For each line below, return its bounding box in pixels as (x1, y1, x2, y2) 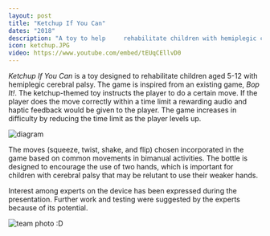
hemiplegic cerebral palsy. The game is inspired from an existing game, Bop (8, 79, 260, 89)
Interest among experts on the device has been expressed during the (8, 186, 237, 195)
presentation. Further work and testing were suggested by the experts (8, 194, 241, 204)
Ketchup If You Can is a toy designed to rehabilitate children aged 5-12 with (8, 71, 259, 80)
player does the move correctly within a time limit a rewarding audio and (8, 97, 247, 106)
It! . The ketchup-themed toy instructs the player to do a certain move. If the (8, 88, 258, 97)
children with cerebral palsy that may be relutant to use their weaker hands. (8, 170, 259, 180)
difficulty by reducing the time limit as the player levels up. (8, 114, 202, 123)
